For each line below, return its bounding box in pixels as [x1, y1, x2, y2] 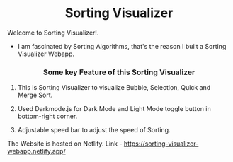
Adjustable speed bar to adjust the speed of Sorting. [17, 126, 171, 134]
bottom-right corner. [17, 112, 78, 121]
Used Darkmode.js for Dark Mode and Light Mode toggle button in [17, 105, 211, 113]
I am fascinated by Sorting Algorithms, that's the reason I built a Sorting [17, 42, 227, 50]
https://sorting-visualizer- [123, 139, 199, 148]
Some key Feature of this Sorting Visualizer [42, 67, 195, 77]
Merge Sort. [17, 91, 53, 100]
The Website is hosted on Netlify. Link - [7, 139, 123, 148]
